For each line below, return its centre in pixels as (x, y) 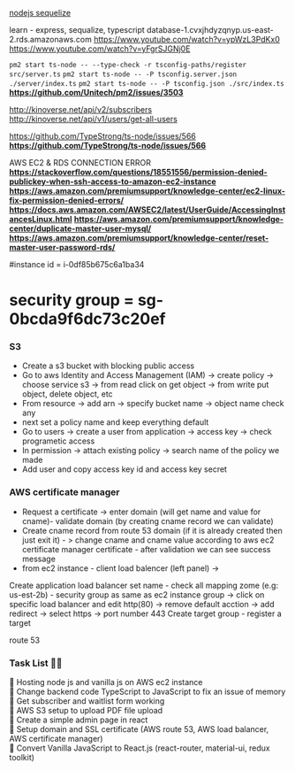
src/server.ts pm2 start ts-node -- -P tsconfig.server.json (123, 74)
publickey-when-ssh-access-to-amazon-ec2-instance (113, 181)
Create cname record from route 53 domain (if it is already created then (152, 530)
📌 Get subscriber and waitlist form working (87, 701)
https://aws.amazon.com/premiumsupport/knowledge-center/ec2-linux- (147, 191)
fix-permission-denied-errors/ (67, 200)
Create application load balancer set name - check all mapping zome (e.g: (144, 585)
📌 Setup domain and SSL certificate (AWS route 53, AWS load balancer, (139, 729)
